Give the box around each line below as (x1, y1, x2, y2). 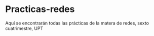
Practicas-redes (5, 3, 75, 15)
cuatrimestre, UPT (5, 25, 44, 31)
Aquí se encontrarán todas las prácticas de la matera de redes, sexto (5, 20, 149, 26)
